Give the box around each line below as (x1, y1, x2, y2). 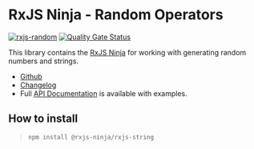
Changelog (19, 80, 57, 90)
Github (19, 71, 42, 81)
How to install (8, 112, 79, 126)
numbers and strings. (8, 56, 79, 66)
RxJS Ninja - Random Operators (8, 6, 224, 24)
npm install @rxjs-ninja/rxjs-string (27, 133, 155, 141)
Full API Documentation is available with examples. (19, 88, 187, 98)
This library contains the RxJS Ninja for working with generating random (8, 47, 247, 57)
